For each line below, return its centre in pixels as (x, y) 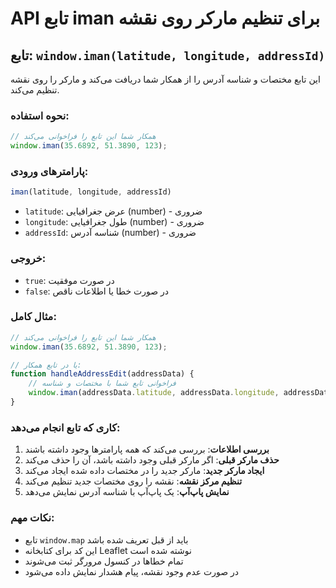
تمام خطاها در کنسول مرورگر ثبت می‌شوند (104, 561)
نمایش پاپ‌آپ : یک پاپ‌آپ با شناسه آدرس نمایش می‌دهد (127, 492)
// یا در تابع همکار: (46, 365)
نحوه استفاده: (40, 115)
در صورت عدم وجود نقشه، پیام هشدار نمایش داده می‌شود (132, 571)
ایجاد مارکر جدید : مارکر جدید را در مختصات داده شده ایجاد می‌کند (144, 471)
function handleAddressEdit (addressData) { (102, 374)
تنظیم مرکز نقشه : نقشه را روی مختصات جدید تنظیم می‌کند (133, 481)
